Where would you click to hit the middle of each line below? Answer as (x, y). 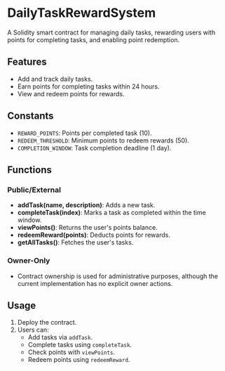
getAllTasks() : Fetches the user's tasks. (75, 242)
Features (27, 62)
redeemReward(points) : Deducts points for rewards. (94, 235)
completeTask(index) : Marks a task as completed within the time (112, 213)
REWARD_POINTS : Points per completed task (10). (84, 133)
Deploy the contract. (47, 323)
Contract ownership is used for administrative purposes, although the (118, 276)
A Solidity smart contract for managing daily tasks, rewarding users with (111, 32)
